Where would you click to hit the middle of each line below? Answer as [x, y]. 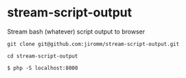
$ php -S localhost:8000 [43, 68]
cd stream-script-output [43, 56]
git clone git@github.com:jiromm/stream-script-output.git [93, 44]
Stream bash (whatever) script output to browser [76, 31]
